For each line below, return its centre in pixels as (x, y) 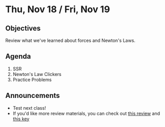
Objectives (23, 28)
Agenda (18, 56)
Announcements (33, 96)
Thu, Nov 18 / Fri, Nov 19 (58, 9)
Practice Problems (32, 80)
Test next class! (29, 108)
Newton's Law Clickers (37, 74)
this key (21, 119)
